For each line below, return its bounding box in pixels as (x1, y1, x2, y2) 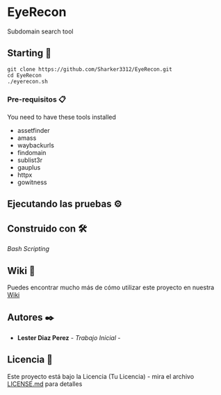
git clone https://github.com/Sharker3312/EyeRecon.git (7, 65, 172, 73)
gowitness (17, 178, 47, 186)
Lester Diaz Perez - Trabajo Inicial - (17, 333, 121, 341)
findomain (17, 149, 47, 157)
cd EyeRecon (7, 72, 42, 79)
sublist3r (17, 156, 43, 164)
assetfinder (17, 127, 50, 135)
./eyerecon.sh (7, 78, 49, 85)
